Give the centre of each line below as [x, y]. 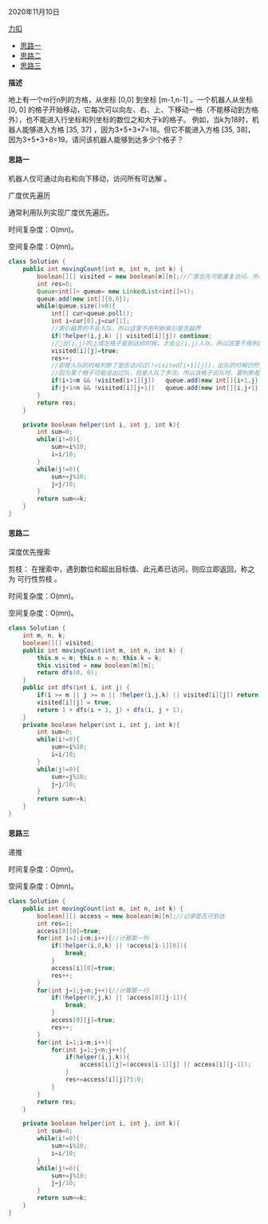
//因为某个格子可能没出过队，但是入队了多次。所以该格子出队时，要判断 [152, 373]
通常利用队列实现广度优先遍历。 [61, 213]
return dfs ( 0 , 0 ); [67, 673]
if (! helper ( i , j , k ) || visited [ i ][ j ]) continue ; [132, 336]
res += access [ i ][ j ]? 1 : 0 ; [105, 1080]
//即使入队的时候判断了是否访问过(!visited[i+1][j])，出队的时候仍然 [155, 366]
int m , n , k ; [44, 636]
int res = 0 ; [55, 284]
